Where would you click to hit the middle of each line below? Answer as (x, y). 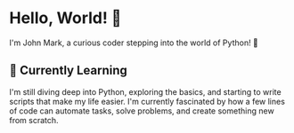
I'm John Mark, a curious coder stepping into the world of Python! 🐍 (134, 43)
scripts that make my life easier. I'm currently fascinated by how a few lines (147, 101)
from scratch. (34, 120)
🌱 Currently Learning (68, 70)
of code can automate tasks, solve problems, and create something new (142, 111)
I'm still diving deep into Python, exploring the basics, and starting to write (146, 91)
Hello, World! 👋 (65, 18)
